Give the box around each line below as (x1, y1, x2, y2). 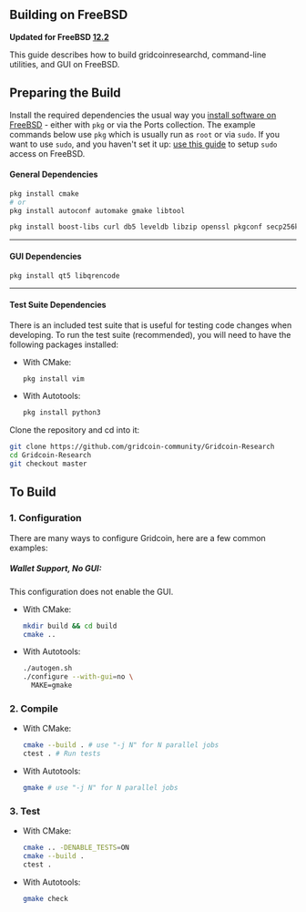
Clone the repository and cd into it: (9, 425, 140, 436)
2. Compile (9, 702, 59, 714)
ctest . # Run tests (22, 749, 101, 759)
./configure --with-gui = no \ (22, 672, 134, 681)
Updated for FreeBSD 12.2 (9, 31, 109, 42)
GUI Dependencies (9, 251, 82, 261)
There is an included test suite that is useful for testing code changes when (9, 319, 292, 331)
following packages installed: (9, 339, 119, 350)
